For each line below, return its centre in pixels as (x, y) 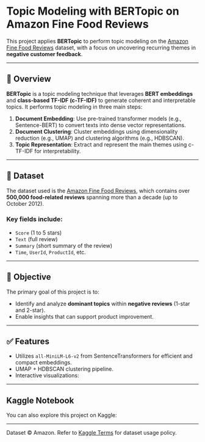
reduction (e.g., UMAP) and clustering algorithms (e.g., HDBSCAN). (99, 138)
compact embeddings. (43, 363)
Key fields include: (34, 219)
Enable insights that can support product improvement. (84, 316)
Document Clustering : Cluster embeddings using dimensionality (96, 131)
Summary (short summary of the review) (64, 245)
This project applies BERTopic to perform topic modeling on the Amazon (98, 41)
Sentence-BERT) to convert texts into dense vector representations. (100, 125)
